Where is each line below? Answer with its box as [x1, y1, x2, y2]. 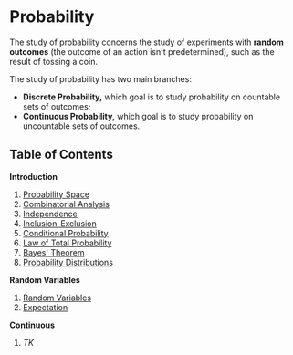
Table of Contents [9, 147, 114, 162]
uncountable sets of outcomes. [22, 120, 141, 131]
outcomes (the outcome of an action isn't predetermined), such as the [9, 46, 276, 57]
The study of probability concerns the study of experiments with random [9, 37, 285, 47]
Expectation [22, 301, 68, 312]
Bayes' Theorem [22, 246, 85, 257]
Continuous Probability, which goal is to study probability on [22, 110, 254, 121]
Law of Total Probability [22, 237, 112, 248]
